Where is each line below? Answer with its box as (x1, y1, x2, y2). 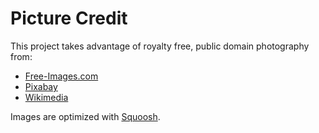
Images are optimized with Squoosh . (10, 110, 161, 122)
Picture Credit (10, 7, 128, 30)
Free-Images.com (24, 70, 99, 82)
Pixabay (24, 80, 58, 92)
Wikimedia (24, 91, 69, 103)
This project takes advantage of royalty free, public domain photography (10, 40, 310, 52)
